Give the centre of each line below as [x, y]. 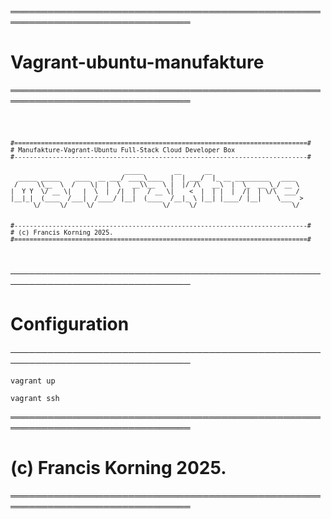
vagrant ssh [35, 398]
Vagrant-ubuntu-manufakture [137, 62]
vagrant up [33, 381]
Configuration [70, 323]
